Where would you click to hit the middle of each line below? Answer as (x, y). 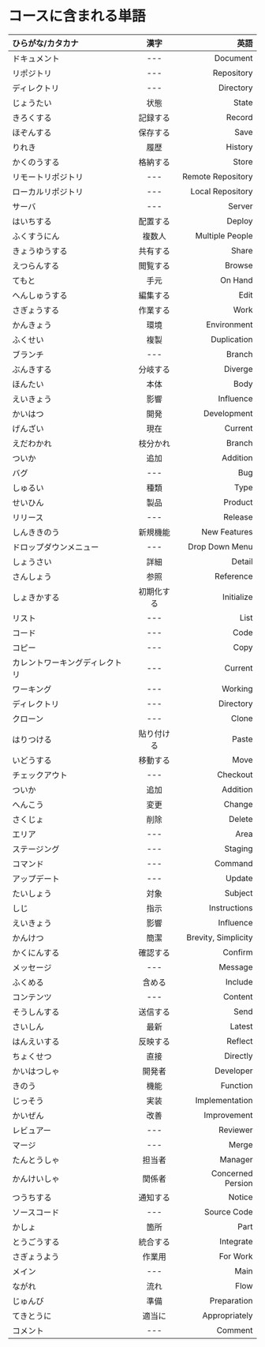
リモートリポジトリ (48, 177)
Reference (233, 576)
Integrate (236, 1241)
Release (238, 516)
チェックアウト (40, 775)
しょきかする (36, 597)
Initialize (237, 597)
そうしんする (36, 1011)
